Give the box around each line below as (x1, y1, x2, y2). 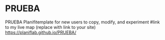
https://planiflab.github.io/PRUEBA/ (5, 29, 77, 35)
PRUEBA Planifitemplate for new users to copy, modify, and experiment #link (5, 19, 160, 25)
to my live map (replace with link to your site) (5, 24, 96, 30)
